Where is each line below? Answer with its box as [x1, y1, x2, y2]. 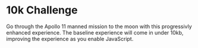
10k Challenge [6, 4, 78, 17]
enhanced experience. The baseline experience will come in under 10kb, [6, 29, 184, 36]
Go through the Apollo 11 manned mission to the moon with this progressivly [6, 23, 192, 30]
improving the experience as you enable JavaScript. [6, 35, 134, 42]
